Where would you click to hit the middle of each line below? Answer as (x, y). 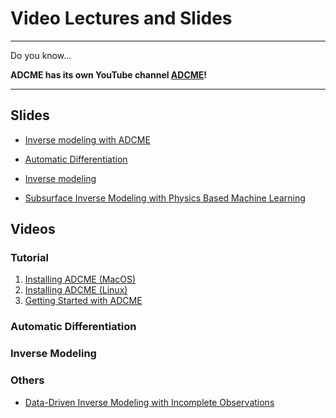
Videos (33, 229)
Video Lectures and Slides (121, 18)
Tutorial (29, 258)
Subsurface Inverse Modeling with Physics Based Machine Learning (165, 198)
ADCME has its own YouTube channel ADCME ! (109, 74)
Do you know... (41, 55)
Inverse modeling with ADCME (87, 139)
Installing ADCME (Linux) (76, 290)
